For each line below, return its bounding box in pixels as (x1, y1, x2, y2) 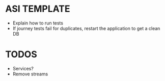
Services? (12, 65, 34, 71)
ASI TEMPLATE (5, 3, 70, 15)
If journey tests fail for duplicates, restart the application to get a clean (12, 25, 160, 31)
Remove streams (12, 71, 48, 77)
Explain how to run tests (12, 20, 64, 26)
